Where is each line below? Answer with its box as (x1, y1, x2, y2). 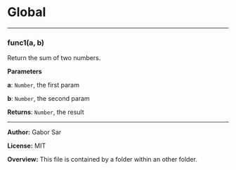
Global (7, 4, 46, 20)
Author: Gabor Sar (7, 128, 62, 136)
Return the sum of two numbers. (7, 54, 101, 62)
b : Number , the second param (7, 94, 90, 103)
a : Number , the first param (7, 81, 79, 90)
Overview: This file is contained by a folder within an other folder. (7, 155, 198, 164)
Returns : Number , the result (7, 108, 84, 116)
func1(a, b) (7, 38, 44, 48)
